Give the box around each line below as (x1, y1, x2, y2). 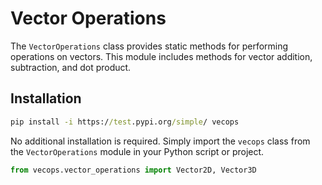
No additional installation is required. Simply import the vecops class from (10, 135, 311, 147)
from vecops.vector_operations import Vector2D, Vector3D (10, 165, 257, 175)
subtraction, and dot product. (10, 61, 132, 73)
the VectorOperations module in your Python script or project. (10, 145, 265, 157)
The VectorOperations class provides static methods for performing (10, 40, 289, 52)
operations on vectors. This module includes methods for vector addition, (10, 50, 313, 62)
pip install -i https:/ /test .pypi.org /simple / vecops (10, 117, 240, 127)
